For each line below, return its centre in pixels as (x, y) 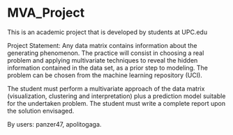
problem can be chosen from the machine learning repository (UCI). (105, 75)
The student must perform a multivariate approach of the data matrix (106, 88)
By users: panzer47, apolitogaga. (54, 124)
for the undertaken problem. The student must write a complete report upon (116, 103)
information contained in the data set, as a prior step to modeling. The (107, 67)
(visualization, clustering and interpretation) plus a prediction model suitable (116, 96)
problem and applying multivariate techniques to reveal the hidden (103, 60)
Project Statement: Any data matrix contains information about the (102, 45)
